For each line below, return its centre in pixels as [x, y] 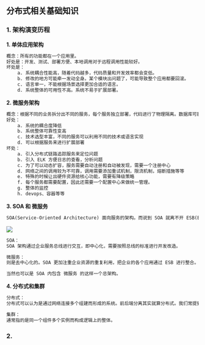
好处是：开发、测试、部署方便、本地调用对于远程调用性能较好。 [74, 62]
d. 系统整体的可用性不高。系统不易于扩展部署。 [69, 90]
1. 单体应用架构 [25, 44]
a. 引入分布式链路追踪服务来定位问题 [58, 154]
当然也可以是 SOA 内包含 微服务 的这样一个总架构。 [63, 274]
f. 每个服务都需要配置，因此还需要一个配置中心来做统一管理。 [85, 182]
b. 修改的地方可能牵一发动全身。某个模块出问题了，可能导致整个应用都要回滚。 [103, 79]
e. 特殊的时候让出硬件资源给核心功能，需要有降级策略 [76, 177]
